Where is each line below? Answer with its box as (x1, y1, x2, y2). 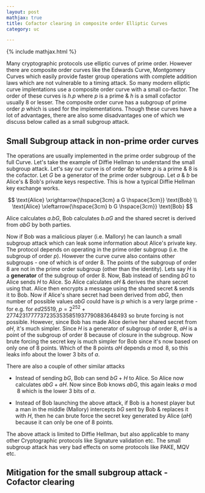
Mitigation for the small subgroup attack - (6, 467, 168, 478)
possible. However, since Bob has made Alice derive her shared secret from (6, 318, 197, 325)
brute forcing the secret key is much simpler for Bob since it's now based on (6, 337, 198, 345)
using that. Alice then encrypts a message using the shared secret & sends (6, 285, 195, 292)
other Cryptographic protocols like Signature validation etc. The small (6, 437, 181, 444)
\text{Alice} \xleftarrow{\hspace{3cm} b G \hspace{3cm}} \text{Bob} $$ (12, 203, 193, 211)
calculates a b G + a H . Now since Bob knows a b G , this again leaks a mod (15, 381, 197, 388)
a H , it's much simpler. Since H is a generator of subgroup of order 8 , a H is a (6, 325, 198, 332)
